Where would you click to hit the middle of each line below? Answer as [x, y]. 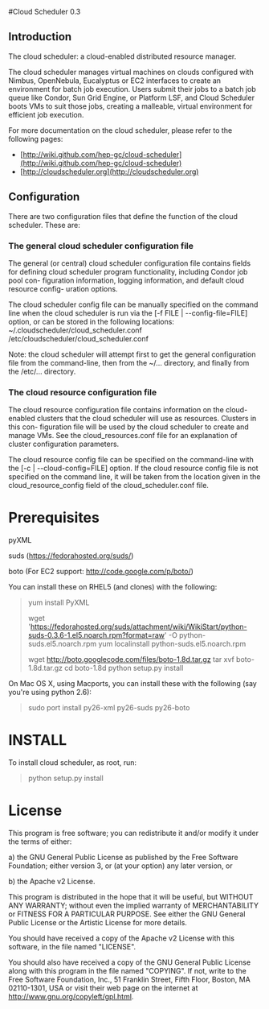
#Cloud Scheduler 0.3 [45, 12]
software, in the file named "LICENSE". [72, 947]
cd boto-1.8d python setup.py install [124, 668]
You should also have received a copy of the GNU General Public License [130, 962]
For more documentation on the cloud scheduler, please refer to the [120, 130]
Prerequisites [54, 518]
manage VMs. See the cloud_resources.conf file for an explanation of [123, 436]
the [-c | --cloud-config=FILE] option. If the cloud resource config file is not [133, 468]
